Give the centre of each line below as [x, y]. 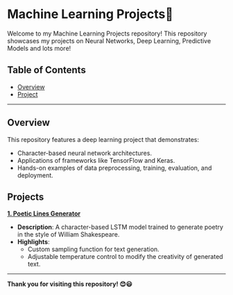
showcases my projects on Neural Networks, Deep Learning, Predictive [109, 40]
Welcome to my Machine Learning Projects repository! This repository [107, 33]
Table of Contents [47, 70]
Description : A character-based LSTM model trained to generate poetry [120, 227]
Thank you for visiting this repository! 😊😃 [70, 284]
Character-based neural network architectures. [85, 153]
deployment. [35, 175]
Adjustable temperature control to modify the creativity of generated [125, 257]
